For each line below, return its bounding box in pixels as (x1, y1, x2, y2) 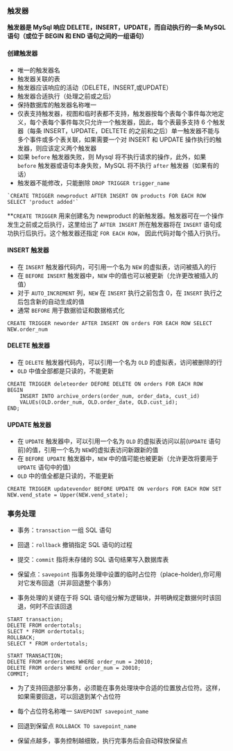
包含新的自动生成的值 (23, 297, 85, 306)
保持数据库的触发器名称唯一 (17, 101, 97, 109)
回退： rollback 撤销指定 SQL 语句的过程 (17, 541, 133, 549)
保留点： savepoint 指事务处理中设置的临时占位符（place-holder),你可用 (17, 570, 222, 578)
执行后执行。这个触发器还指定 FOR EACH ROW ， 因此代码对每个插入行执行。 (12, 229, 224, 237)
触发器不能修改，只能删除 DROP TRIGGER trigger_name (17, 178, 170, 187)
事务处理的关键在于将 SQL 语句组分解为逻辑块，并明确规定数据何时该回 (17, 594, 222, 602)
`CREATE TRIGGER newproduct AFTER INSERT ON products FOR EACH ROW (7, 192, 207, 199)
